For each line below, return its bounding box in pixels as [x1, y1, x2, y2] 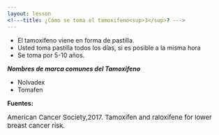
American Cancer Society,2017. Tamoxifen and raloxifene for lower [7, 113, 212, 122]
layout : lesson [7, 10, 52, 17]
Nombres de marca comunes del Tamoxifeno [7, 64, 141, 73]
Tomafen [17, 85, 43, 94]
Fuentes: [7, 99, 33, 107]
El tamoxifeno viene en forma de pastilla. [17, 36, 135, 44]
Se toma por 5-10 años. [17, 50, 85, 59]
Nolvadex [17, 78, 45, 86]
